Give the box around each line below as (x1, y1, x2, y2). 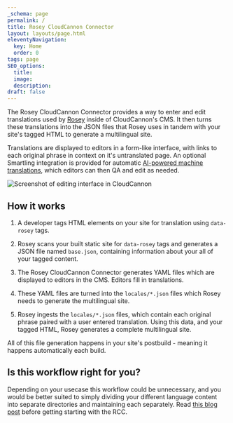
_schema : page (7, 10, 49, 18)
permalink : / (7, 17, 45, 24)
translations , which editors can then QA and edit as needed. (7, 166, 180, 175)
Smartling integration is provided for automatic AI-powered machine (7, 159, 204, 167)
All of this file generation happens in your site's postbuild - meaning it (7, 338, 208, 347)
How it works (7, 200, 66, 212)
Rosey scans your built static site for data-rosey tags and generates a (17, 239, 218, 248)
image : (13, 75, 33, 83)
